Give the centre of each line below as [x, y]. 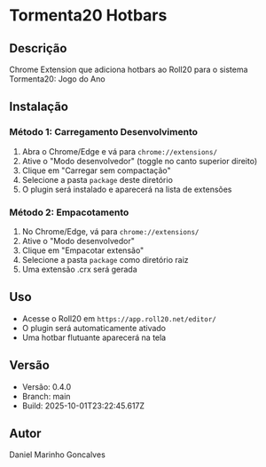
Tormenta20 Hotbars [88, 16]
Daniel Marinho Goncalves [58, 455]
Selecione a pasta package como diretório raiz [105, 259]
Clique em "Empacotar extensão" [83, 250]
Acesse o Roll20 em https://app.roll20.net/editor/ [119, 318]
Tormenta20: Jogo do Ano [57, 79]
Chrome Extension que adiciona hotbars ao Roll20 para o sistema [129, 69]
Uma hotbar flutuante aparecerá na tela [94, 337]
